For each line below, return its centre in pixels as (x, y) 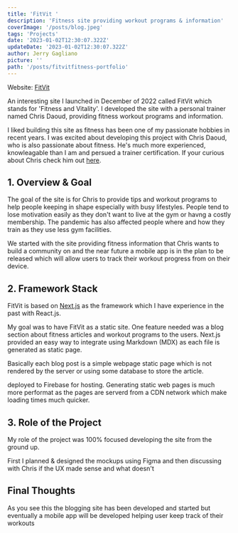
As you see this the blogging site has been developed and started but (109, 508)
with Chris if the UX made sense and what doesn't (81, 469)
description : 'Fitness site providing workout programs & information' (115, 21)
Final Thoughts (42, 491)
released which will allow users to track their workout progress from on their (119, 259)
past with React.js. (34, 313)
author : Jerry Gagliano (43, 54)
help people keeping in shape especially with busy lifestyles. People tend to (118, 207)
